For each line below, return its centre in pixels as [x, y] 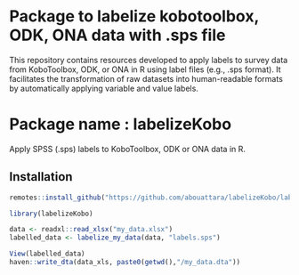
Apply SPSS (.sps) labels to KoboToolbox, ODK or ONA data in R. [128, 149]
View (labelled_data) [48, 254]
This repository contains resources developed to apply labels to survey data [149, 60]
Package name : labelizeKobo [121, 124]
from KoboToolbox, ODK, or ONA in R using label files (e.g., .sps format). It [145, 69]
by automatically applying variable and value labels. [104, 88]
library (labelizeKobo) [51, 214]
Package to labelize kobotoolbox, [134, 16]
